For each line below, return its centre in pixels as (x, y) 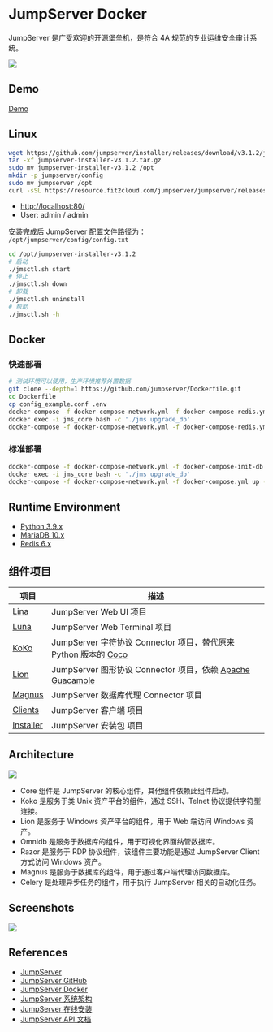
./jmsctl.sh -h (34, 314)
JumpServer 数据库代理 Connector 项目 (127, 695)
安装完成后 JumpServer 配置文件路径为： (77, 231)
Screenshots (41, 908)
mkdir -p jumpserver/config (56, 175)
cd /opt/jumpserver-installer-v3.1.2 (72, 254)
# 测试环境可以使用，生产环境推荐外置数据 (70, 382)
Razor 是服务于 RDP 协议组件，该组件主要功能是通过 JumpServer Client (140, 851)
